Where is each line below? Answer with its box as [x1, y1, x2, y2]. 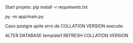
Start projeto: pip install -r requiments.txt [5, 4, 88, 10]
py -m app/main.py [5, 14, 44, 19]
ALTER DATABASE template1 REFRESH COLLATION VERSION [5, 33, 129, 38]
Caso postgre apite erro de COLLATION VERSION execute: [5, 23, 124, 29]
